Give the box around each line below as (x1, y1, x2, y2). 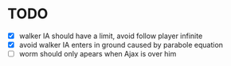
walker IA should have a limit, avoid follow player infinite (18, 31, 203, 41)
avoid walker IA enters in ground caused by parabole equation (18, 41, 224, 49)
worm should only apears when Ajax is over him (18, 49, 177, 59)
